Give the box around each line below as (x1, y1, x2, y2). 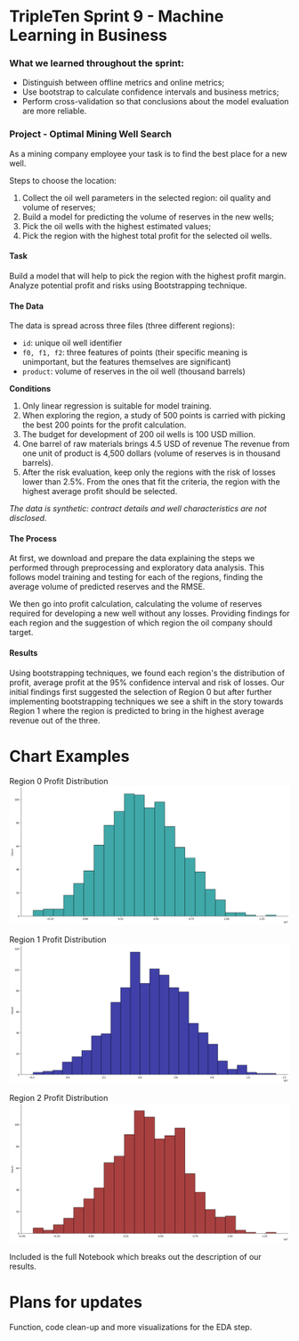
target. (9, 627, 34, 638)
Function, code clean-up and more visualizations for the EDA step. (9, 1321, 253, 1332)
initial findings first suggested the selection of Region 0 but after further (9, 686, 272, 697)
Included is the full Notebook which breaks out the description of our (9, 1251, 263, 1262)
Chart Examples (9, 746, 130, 766)
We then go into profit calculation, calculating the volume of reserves (9, 599, 263, 609)
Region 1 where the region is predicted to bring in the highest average (9, 705, 264, 716)
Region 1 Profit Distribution (9, 934, 107, 945)
